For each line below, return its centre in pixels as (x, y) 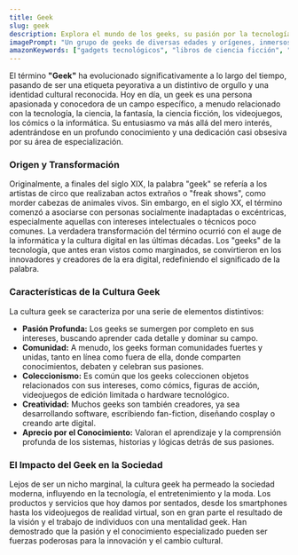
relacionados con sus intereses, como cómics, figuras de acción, (141, 385)
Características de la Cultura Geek (85, 292)
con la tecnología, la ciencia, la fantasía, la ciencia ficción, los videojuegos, (146, 114)
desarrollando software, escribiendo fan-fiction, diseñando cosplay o (149, 413)
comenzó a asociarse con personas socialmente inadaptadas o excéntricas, (148, 212)
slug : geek (29, 26)
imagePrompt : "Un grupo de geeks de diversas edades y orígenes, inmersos (150, 42)
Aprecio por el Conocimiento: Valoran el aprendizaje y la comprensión (152, 432)
